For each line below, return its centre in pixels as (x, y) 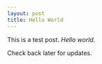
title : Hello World (35, 20)
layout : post (26, 13)
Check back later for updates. (50, 53)
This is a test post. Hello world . (51, 39)
